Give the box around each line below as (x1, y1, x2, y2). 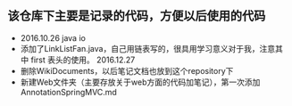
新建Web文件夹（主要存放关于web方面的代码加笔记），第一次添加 (20, 77, 261, 87)
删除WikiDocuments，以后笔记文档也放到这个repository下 (20, 65, 234, 76)
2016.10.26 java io (20, 32, 86, 43)
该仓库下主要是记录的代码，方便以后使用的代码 (7, 8, 266, 24)
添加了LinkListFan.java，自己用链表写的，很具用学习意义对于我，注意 (20, 43, 276, 53)
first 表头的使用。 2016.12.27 (30, 54, 136, 65)
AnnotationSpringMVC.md (20, 86, 117, 97)
